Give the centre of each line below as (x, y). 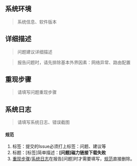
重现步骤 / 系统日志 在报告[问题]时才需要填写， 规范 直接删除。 (73, 159)
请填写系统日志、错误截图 (43, 122)
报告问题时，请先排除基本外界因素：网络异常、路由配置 (74, 62)
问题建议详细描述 (35, 52)
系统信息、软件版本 (37, 22)
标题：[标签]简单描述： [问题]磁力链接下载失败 (59, 153)
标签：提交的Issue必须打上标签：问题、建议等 (59, 146)
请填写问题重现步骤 (37, 92)
